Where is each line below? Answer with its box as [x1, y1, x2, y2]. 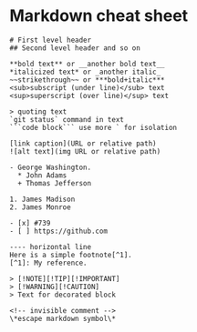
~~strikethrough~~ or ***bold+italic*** [9, 75, 166, 85]
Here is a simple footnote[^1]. [9, 250, 132, 259]
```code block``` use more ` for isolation [9, 123, 178, 132]
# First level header [9, 35, 92, 45]
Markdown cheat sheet [9, 5, 189, 26]
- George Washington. [9, 163, 92, 172]
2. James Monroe [9, 202, 71, 212]
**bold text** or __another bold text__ [9, 59, 166, 68]
